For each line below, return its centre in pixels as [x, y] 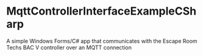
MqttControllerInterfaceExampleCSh [101, 11]
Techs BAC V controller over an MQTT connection [69, 47]
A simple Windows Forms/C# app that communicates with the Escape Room [102, 41]
